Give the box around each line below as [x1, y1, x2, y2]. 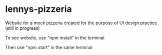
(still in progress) [5, 25, 40, 31]
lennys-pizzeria [5, 3, 72, 15]
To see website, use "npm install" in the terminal [5, 35, 105, 41]
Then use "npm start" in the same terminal [5, 44, 92, 50]
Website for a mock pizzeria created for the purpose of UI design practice [5, 20, 157, 26]
